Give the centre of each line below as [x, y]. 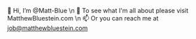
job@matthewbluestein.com [48, 28]
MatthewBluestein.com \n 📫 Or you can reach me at [83, 18]
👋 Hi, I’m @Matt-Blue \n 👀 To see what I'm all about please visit [98, 11]
